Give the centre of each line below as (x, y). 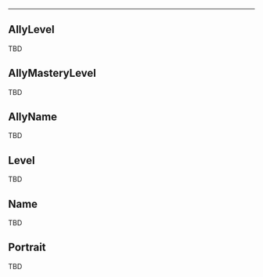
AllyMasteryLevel (52, 73)
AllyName (32, 117)
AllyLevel (31, 29)
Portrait (27, 248)
